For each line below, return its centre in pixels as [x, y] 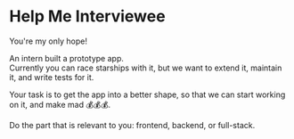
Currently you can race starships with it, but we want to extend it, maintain [146, 68]
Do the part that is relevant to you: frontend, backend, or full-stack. [132, 125]
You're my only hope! [48, 41]
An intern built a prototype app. [67, 58]
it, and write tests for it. [52, 77]
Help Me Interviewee [88, 16]
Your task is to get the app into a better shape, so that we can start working [147, 94]
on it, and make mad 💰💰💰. [60, 104]
